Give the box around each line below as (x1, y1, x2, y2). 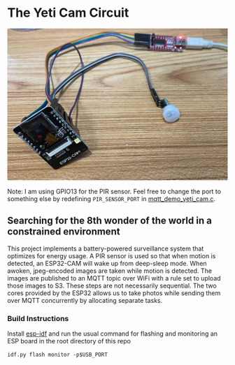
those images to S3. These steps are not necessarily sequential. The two (7, 281, 217, 290)
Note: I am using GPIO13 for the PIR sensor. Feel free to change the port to (7, 187, 222, 195)
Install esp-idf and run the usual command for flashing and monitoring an (7, 329, 218, 338)
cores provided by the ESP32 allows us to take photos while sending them (7, 288, 221, 297)
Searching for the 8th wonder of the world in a (7, 215, 212, 227)
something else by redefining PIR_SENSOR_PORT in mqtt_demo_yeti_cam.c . (7, 194, 215, 203)
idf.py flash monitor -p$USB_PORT (7, 351, 108, 359)
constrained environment (7, 225, 120, 238)
